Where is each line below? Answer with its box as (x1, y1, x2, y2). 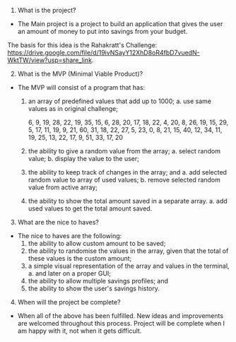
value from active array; (28, 183, 98, 191)
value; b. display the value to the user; (28, 155, 140, 163)
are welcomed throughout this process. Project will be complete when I (17, 319, 225, 327)
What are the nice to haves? (17, 218, 99, 226)
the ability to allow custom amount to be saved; (28, 240, 166, 247)
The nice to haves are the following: (17, 232, 122, 240)
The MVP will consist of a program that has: (17, 83, 146, 91)
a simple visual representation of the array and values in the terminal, (28, 261, 230, 270)
